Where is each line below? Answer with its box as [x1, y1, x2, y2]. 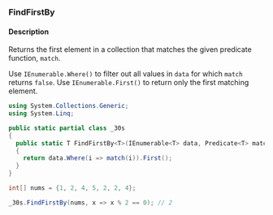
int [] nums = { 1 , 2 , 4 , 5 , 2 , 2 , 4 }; [8, 184, 136, 192]
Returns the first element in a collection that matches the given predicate [8, 45, 252, 54]
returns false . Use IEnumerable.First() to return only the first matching [8, 78, 249, 88]
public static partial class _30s [8, 124, 126, 132]
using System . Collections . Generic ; [8, 102, 129, 110]
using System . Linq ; [8, 110, 75, 118]
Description [8, 27, 50, 37]
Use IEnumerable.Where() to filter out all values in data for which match [8, 69, 243, 79]
